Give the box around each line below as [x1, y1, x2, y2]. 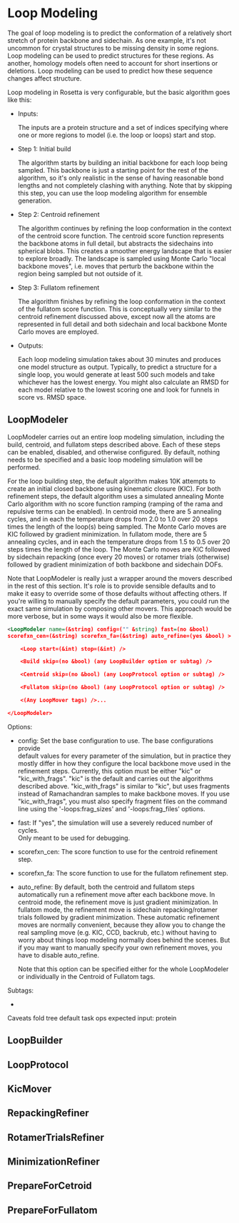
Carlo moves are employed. [17, 327, 99, 336]
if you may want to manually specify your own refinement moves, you [17, 943, 223, 952]
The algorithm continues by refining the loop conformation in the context [17, 223, 232, 233]
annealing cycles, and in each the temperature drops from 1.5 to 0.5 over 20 [7, 537, 230, 546]
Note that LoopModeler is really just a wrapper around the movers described [7, 574, 233, 582]
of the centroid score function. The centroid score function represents [17, 231, 225, 240]
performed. [7, 462, 41, 472]
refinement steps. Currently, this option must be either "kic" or [17, 766, 201, 775]
